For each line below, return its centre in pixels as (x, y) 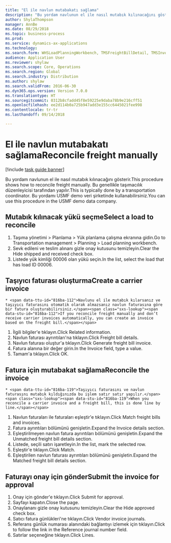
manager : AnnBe (21, 24)
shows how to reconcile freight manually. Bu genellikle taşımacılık (74, 185)
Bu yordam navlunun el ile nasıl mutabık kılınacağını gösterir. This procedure (84, 179)
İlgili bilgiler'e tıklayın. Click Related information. (62, 332)
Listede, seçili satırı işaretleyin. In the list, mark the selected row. (79, 444)
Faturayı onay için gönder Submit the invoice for (82, 477)
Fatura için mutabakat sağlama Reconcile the (77, 370)
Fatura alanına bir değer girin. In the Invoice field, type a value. (77, 349)
